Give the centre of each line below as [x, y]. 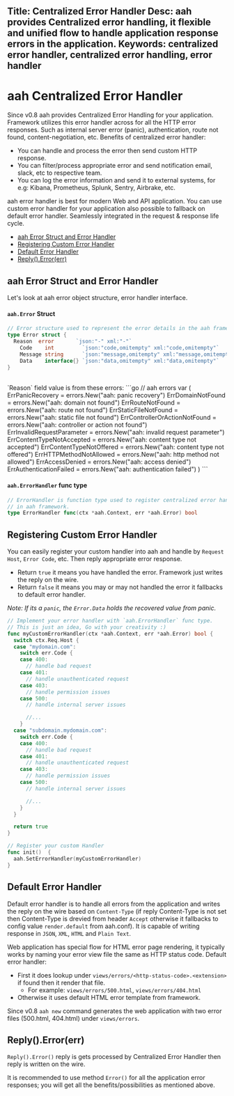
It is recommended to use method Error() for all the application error [106, 1078]
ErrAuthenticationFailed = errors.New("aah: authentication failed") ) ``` [108, 469]
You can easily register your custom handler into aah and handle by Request [116, 551]
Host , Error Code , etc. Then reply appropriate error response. [95, 559]
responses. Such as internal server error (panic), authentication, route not [113, 130]
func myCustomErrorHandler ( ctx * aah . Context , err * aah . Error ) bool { [110, 634]
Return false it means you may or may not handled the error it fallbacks [120, 587]
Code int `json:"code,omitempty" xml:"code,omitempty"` [119, 347]
